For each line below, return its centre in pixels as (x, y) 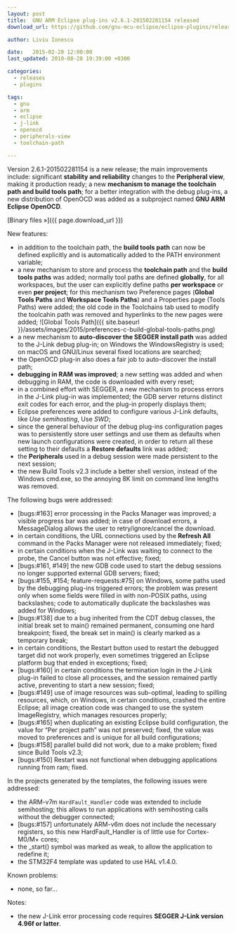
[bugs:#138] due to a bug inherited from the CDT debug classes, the (116, 618)
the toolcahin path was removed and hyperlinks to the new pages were (120, 314)
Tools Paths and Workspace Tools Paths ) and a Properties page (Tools (121, 299)
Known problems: (33, 875)
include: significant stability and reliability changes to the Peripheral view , (116, 176)
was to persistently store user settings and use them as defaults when (119, 433)
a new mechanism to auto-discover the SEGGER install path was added (122, 337)
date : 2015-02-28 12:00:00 (50, 52)
